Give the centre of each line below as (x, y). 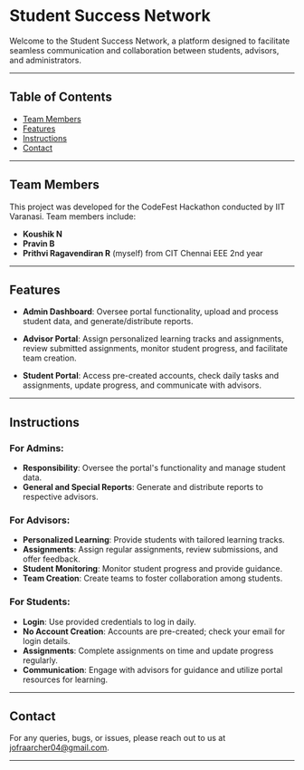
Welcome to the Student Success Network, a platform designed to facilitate (150, 41)
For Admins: (37, 448)
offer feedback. (51, 559)
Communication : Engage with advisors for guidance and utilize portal (152, 669)
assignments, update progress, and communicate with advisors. (142, 385)
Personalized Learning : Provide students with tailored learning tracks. (153, 540)
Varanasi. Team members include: (73, 216)
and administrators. (46, 60)
